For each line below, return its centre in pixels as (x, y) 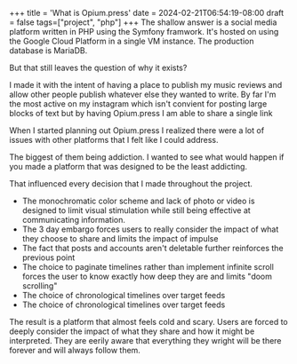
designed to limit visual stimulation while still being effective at (136, 210)
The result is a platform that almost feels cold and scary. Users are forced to (149, 322)
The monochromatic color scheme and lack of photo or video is (138, 201)
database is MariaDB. (48, 51)
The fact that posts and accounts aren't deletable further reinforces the (153, 248)
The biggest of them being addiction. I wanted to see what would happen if (147, 157)
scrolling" (40, 286)
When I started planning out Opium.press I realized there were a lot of (137, 131)
